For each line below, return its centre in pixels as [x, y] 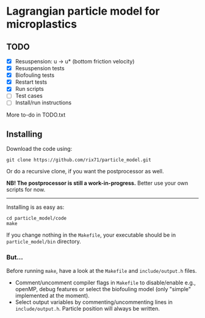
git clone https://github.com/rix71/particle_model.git [79, 160]
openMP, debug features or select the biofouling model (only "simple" [103, 289]
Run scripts [29, 89]
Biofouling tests [35, 75]
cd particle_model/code [37, 219]
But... [15, 258]
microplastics [42, 24]
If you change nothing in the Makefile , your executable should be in [91, 235]
